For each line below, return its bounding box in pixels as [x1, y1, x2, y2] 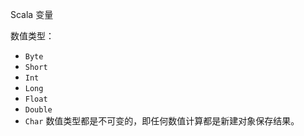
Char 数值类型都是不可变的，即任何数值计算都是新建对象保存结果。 [24, 115, 300, 127]
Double [24, 105, 53, 115]
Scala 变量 [10, 9, 54, 20]
